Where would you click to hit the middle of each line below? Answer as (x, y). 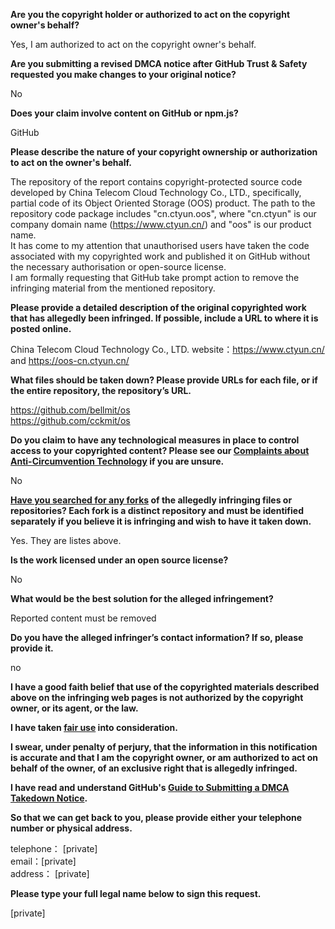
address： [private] (50, 873)
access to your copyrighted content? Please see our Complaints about (160, 450)
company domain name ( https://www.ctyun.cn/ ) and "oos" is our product (161, 224)
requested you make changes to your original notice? (123, 74)
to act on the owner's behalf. (71, 162)
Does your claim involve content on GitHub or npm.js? (124, 113)
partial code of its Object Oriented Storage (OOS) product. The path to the (163, 203)
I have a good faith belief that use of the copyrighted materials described (165, 687)
